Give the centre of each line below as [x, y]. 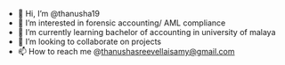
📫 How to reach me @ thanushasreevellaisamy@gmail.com [126, 51]
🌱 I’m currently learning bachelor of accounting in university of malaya [147, 32]
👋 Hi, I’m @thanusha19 [59, 14]
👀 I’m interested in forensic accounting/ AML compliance [122, 23]
